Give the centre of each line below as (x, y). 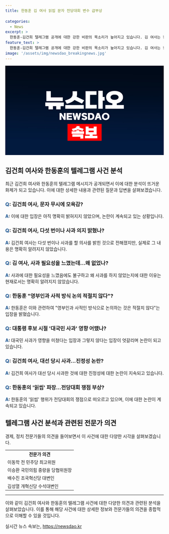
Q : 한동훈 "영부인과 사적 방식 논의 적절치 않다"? (59, 296)
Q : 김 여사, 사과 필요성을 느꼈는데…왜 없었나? (57, 263)
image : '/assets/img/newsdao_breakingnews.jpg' (56, 53)
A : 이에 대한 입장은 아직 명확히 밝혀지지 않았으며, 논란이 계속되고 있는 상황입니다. (84, 216)
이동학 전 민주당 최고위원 (31, 462)
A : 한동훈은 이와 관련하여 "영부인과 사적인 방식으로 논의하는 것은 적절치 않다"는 (82, 308)
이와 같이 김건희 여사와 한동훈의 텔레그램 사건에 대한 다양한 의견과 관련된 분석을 (83, 503)
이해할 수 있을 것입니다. (37, 516)
